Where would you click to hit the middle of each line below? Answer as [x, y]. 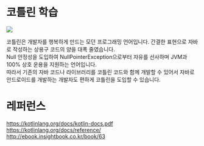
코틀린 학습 [32, 12]
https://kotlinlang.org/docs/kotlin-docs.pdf [60, 123]
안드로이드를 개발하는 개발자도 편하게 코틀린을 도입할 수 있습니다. [84, 79]
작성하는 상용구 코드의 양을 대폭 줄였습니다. [64, 49]
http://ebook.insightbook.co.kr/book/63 [56, 136]
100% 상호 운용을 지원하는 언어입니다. [52, 64]
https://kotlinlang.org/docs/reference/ [54, 130]
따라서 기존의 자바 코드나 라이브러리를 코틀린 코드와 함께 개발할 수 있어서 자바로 [100, 72]
